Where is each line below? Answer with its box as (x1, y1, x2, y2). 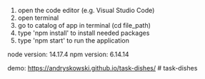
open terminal (17, 14, 59, 22)
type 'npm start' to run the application (17, 36, 130, 45)
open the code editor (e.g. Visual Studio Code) (17, 6, 155, 14)
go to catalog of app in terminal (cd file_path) (17, 21, 151, 29)
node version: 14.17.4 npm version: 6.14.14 (7, 50, 130, 58)
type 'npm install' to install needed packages (17, 28, 150, 37)
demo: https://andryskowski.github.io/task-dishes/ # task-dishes (7, 64, 198, 72)
